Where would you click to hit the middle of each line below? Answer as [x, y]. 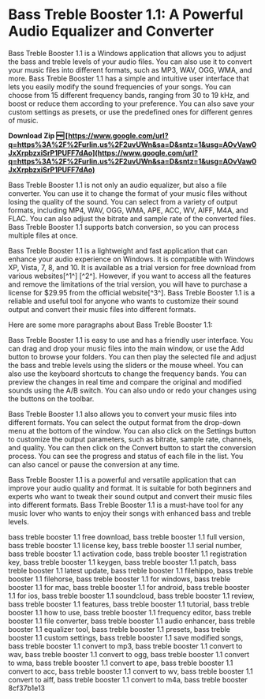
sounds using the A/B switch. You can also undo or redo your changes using [132, 390]
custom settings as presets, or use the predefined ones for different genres [131, 111]
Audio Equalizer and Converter [111, 31]
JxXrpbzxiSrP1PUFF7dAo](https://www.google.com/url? [103, 152]
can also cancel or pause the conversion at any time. [94, 464]
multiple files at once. [43, 235]
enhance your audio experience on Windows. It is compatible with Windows [131, 259]
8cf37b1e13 [27, 688]
